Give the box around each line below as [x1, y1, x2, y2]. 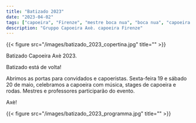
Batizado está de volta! [6, 64, 62, 71]
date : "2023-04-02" [6, 14, 54, 20]
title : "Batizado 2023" [6, 8, 65, 15]
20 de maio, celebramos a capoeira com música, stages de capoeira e [6, 81, 176, 88]
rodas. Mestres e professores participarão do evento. [6, 87, 135, 94]
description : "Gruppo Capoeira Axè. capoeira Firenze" [6, 25, 143, 31]
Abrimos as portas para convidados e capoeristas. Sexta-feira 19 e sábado [6, 75, 187, 82]
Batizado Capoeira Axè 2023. [6, 52, 77, 59]
